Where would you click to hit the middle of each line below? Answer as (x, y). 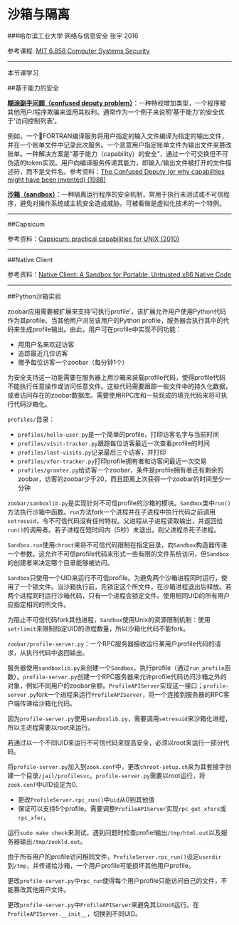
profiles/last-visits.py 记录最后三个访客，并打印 (92, 452)
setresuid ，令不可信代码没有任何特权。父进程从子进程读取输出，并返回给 (115, 520)
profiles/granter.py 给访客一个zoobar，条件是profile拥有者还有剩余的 (121, 470)
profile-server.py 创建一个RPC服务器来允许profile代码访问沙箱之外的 (125, 676)
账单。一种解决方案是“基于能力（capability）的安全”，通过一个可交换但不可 (118, 153)
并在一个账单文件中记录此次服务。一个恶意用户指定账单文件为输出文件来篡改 (119, 145)
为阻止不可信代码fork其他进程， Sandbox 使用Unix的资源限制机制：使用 (109, 619)
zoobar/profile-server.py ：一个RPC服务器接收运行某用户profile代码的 (111, 644)
